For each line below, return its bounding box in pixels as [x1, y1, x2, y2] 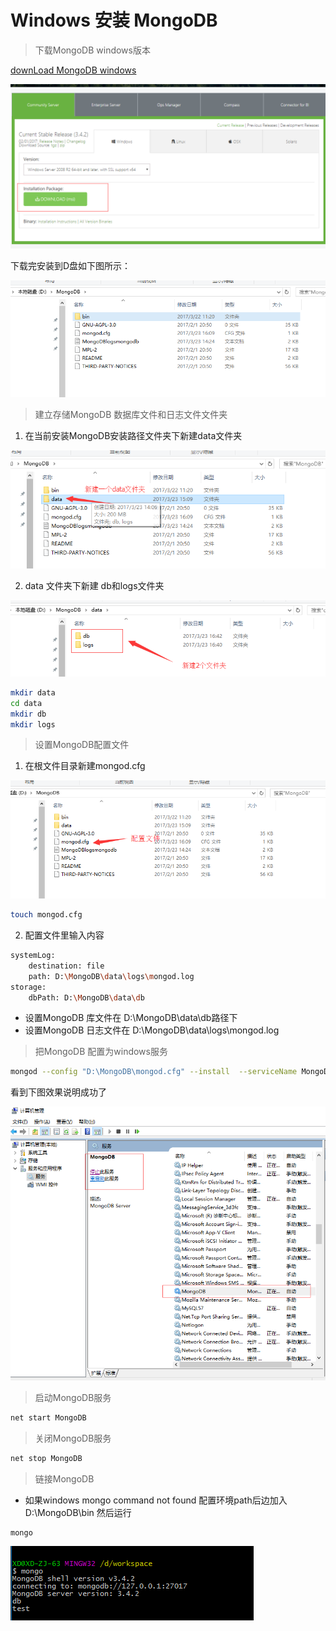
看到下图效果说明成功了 [10, 1086, 107, 1098]
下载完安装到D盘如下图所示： [10, 259, 132, 271]
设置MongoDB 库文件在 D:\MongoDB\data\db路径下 [24, 1012, 238, 1024]
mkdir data [10, 687, 56, 698]
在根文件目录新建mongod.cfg [24, 760, 146, 772]
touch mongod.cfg [10, 910, 83, 920]
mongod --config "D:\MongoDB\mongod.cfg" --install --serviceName [10, 1067, 298, 1077]
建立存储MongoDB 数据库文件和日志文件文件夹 [34, 409, 228, 421]
